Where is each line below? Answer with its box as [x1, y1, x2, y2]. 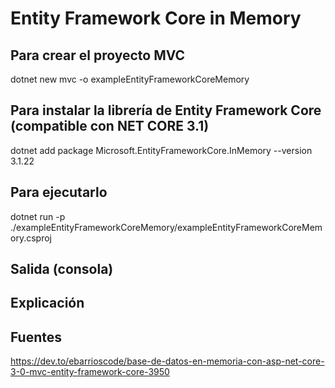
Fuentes [10, 328, 63, 346]
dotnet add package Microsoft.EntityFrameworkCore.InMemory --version [10, 144, 313, 156]
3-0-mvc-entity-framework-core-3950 [10, 366, 170, 378]
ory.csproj [10, 232, 52, 244]
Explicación [10, 295, 85, 312]
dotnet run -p [10, 210, 66, 222]
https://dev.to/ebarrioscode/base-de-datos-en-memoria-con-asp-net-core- [10, 355, 325, 367]
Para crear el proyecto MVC [10, 47, 186, 64]
